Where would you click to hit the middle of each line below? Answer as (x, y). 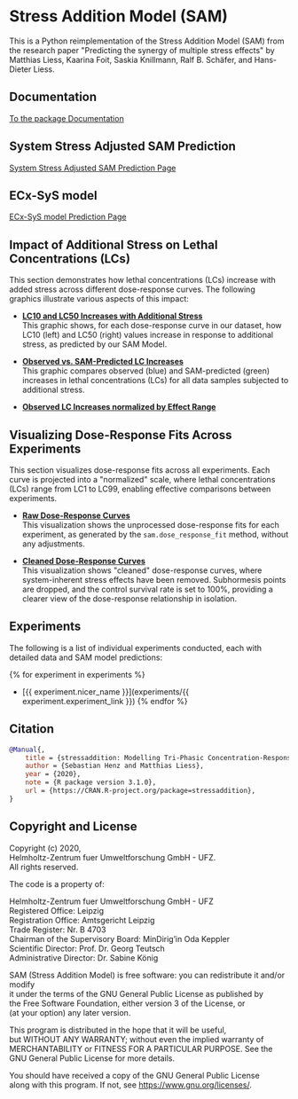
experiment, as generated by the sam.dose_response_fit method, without (155, 534)
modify (22, 984)
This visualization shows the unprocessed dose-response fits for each (150, 525)
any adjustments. (54, 544)
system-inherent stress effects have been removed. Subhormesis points (154, 580)
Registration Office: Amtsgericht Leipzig (82, 920)
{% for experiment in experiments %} (78, 674)
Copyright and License (73, 827)
